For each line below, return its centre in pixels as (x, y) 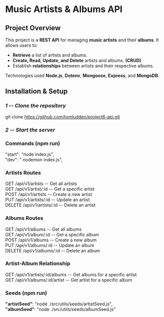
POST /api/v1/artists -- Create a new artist (49, 195)
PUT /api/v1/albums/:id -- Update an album (50, 245)
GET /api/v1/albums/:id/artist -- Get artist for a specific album (69, 280)
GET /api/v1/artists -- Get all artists (41, 184)
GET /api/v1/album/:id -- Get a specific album (52, 234)
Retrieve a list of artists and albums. (50, 55)
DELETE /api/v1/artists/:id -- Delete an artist (50, 205)
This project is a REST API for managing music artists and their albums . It (82, 40)
